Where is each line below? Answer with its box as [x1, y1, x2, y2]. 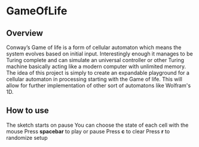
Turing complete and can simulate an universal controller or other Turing [6, 57, 184, 63]
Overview [6, 28, 44, 38]
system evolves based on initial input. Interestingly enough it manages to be [6, 50, 193, 57]
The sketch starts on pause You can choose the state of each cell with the [6, 121, 189, 128]
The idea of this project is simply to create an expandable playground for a [6, 69, 190, 76]
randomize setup [6, 134, 48, 141]
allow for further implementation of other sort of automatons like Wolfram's [6, 82, 191, 89]
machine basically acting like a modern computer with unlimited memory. [6, 63, 186, 70]
